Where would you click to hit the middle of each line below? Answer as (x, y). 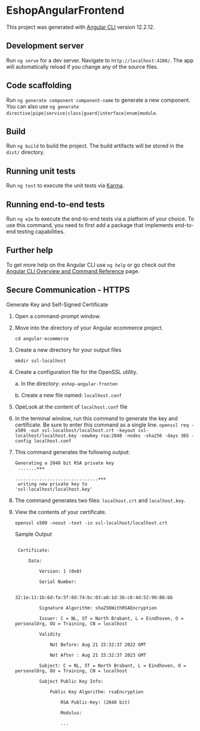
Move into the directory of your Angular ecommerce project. (89, 328)
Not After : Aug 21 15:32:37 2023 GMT (98, 655)
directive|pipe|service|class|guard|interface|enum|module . (82, 113)
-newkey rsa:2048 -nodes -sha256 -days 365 (134, 436)
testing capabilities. (41, 232)
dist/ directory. (25, 152)
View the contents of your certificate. (61, 512)
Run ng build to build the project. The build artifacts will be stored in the (95, 146)
